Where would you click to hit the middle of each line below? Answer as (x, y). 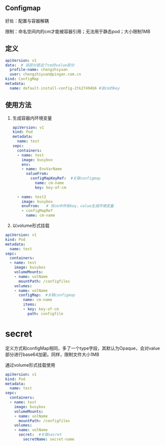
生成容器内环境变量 (32, 118)
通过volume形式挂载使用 (30, 365)
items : (30, 304)
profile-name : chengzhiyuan (39, 70)
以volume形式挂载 (31, 226)
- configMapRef (37, 211)
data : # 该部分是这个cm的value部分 (40, 65)
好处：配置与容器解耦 (27, 21)
